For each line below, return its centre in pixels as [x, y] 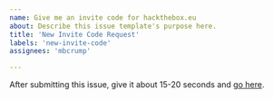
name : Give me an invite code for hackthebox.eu [103, 18]
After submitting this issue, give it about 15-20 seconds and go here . [137, 85]
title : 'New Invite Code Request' [75, 34]
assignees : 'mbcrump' [50, 51]
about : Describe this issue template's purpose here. [113, 26]
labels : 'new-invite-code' [60, 43]
